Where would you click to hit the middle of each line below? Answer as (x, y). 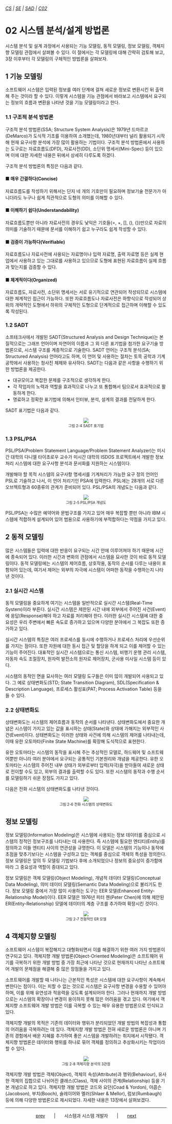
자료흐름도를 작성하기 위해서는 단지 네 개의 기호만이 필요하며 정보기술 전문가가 (83, 191)
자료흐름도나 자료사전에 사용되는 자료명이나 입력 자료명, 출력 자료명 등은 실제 (82, 254)
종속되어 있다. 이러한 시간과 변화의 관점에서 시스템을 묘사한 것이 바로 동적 (84, 557)
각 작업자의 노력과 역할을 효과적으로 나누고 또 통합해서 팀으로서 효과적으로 (87, 386)
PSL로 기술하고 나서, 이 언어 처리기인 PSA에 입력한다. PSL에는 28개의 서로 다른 (85, 481)
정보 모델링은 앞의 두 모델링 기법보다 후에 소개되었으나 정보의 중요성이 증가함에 (84, 861)
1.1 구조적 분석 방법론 (29, 117)
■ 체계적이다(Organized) (31, 280)
